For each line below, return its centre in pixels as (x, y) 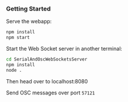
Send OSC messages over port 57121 (51, 93)
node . (14, 70)
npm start (18, 38)
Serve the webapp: (29, 22)
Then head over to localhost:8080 (47, 81)
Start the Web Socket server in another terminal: (64, 49)
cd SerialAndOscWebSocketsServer (47, 59)
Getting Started (28, 9)
